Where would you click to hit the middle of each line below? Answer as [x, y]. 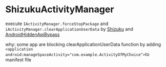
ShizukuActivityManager [60, 9]
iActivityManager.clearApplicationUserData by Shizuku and [69, 29]
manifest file [18, 59]
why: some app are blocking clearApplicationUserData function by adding [83, 44]
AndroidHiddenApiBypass [33, 34]
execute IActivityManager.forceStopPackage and [57, 24]
